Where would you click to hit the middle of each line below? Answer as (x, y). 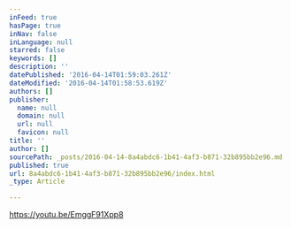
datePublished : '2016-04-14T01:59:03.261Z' (91, 75)
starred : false (37, 50)
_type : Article (37, 182)
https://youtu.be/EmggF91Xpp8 (66, 215)
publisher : (29, 99)
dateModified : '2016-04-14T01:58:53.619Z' (88, 83)
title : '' (27, 141)
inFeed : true (33, 17)
